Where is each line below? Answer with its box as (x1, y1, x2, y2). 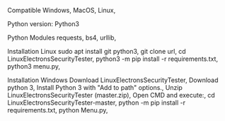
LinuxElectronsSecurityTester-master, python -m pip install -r (7, 98, 186, 107)
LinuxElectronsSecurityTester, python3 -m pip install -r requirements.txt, (7, 54, 218, 63)
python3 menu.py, (7, 62, 61, 70)
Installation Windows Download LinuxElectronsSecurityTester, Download (7, 76, 219, 84)
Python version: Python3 (7, 20, 80, 28)
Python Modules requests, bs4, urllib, (7, 33, 117, 42)
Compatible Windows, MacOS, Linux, (7, 6, 116, 14)
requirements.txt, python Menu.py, (7, 106, 108, 114)
